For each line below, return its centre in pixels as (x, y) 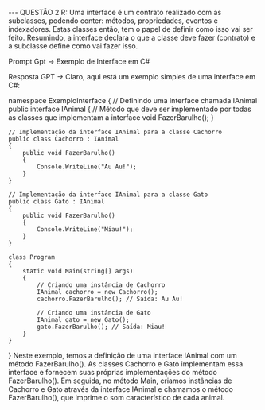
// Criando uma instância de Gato (94, 313)
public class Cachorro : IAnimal (64, 139)
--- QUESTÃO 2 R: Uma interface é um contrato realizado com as (115, 12)
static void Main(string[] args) (78, 271)
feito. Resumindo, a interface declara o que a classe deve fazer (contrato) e (132, 37)
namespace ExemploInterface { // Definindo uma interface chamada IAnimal (133, 101)
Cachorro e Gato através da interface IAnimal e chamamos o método (121, 389)
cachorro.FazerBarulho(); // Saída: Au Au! (110, 299)
